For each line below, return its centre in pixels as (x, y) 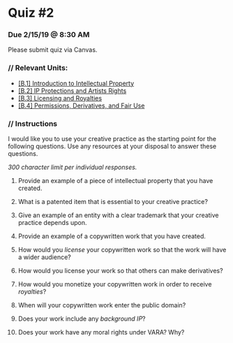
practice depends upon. (52, 223)
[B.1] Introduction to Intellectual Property (76, 83)
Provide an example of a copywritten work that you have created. (112, 236)
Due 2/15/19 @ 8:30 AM (49, 35)
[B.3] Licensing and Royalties (60, 98)
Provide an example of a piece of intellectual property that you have (115, 181)
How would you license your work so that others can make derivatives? (120, 271)
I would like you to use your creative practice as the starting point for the (112, 139)
